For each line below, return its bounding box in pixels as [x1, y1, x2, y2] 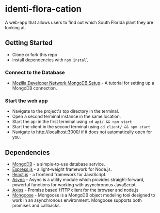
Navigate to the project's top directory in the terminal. [12, 108, 120, 114]
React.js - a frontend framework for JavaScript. [12, 172, 107, 177]
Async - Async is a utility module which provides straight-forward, [12, 177, 144, 183]
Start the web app [5, 97, 48, 104]
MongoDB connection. [12, 85, 57, 91]
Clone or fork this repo [12, 52, 57, 57]
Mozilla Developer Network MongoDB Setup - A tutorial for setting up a [12, 80, 154, 86]
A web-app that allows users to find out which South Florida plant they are [5, 19, 154, 25]
